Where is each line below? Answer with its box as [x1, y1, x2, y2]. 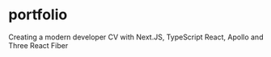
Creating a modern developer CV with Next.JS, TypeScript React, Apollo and [8, 32, 264, 42]
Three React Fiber [8, 40, 69, 50]
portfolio [8, 6, 68, 24]
